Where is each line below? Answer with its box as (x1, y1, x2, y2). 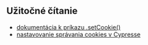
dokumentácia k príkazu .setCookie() (16, 23, 121, 31)
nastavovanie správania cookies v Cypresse (16, 30, 141, 38)
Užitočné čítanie (6, 5, 78, 17)
